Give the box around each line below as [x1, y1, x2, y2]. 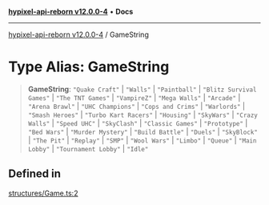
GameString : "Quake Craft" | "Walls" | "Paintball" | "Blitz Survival [27, 84, 257, 94]
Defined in [8, 167, 62, 181]
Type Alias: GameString [8, 58, 170, 76]
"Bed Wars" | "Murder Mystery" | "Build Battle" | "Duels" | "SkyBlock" [27, 127, 259, 136]
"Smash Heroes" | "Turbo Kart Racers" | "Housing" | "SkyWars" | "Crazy [27, 110, 259, 119]
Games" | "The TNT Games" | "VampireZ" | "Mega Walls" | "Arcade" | [27, 92, 241, 102]
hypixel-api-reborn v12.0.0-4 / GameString [8, 30, 150, 39]
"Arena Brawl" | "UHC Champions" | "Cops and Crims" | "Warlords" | [27, 101, 246, 111]
